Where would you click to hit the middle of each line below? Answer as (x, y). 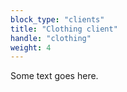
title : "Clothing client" (64, 29)
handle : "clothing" (51, 38)
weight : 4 (31, 47)
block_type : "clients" (57, 19)
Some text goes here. (54, 76)
